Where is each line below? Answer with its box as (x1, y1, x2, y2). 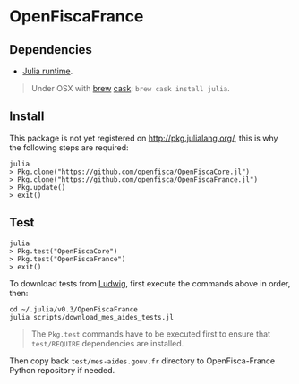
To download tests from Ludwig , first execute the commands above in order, (9, 277, 291, 288)
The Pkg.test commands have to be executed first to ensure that (30, 329, 271, 339)
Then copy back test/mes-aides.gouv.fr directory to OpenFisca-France (9, 355, 276, 366)
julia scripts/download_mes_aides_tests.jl (9, 312, 175, 321)
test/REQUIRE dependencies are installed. (30, 337, 184, 348)
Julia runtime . (21, 65, 73, 76)
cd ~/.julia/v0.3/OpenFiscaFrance (9, 304, 139, 314)
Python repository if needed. (9, 364, 115, 375)
